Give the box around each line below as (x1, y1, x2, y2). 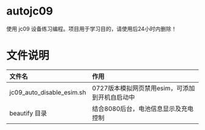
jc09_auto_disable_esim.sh (9, 88, 87, 97)
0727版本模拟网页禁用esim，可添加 (92, 84, 195, 92)
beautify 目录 (9, 109, 48, 117)
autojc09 (6, 4, 53, 18)
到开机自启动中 (92, 93, 135, 101)
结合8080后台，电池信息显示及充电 (92, 104, 194, 113)
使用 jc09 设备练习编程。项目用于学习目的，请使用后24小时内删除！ (6, 25, 177, 32)
